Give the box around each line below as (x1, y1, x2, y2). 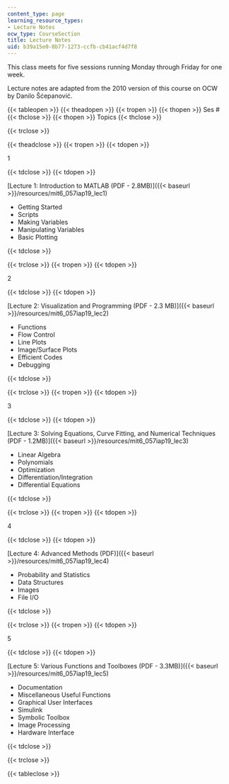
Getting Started (17, 203, 62, 211)
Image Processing (17, 721, 71, 729)
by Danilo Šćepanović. (7, 91, 73, 100)
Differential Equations (17, 481, 81, 489)
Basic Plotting (17, 233, 58, 241)
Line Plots (17, 338, 47, 346)
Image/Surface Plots (17, 345, 78, 354)
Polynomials (17, 458, 54, 466)
